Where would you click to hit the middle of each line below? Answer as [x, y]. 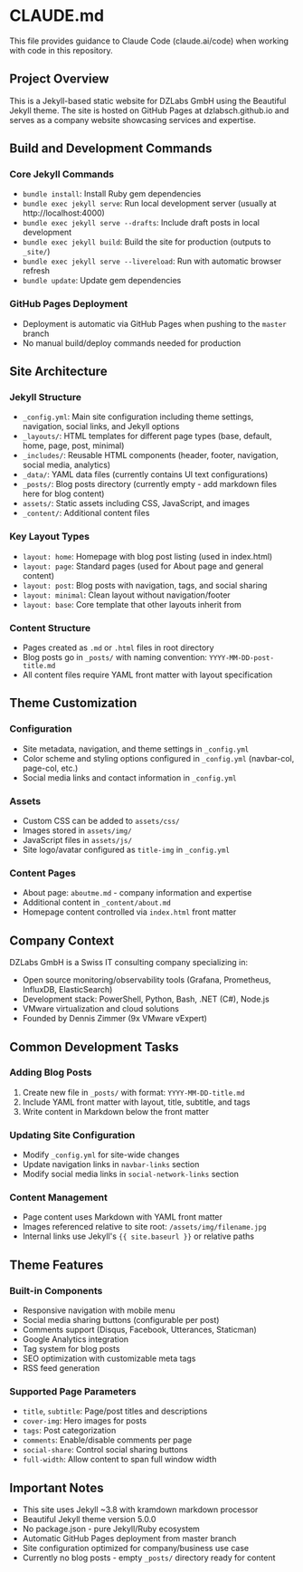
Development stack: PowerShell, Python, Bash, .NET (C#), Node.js [146, 999]
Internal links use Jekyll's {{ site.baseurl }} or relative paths [138, 1236]
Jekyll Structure [45, 398]
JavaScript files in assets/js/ [77, 840]
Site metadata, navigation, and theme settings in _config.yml [136, 749]
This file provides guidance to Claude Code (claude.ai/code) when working [149, 41]
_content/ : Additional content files [86, 513]
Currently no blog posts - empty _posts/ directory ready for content [149, 1558]
